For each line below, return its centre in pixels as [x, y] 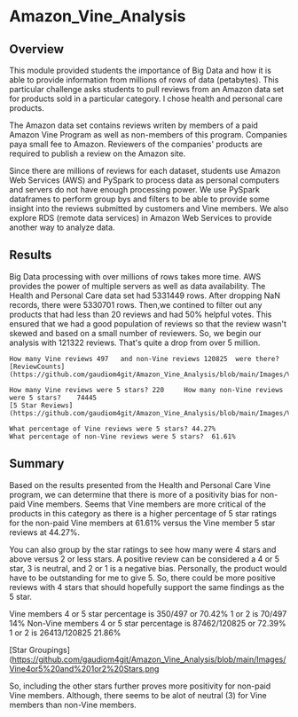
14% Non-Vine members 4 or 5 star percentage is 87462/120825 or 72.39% [148, 623]
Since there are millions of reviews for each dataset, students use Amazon [145, 171]
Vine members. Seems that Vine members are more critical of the [146, 504]
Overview [37, 49]
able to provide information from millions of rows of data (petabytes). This [144, 80]
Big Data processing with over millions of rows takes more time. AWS [135, 276]
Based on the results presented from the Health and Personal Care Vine [140, 485]
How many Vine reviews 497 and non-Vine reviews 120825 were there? [144, 358]
